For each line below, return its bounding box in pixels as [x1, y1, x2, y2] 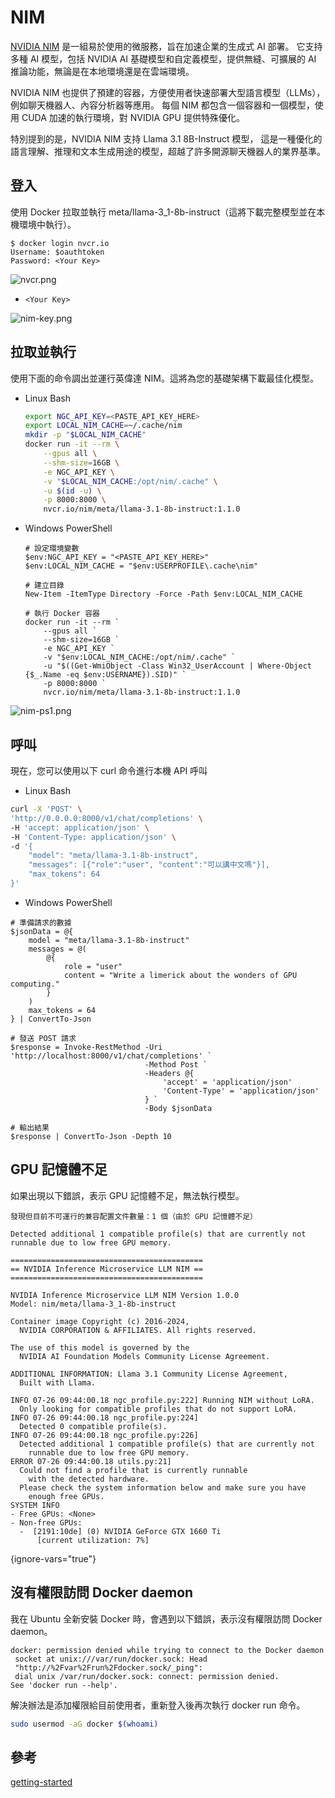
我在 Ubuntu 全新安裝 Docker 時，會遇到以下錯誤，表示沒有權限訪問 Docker [10, 1612, 323, 1625]
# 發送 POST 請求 [10, 1033, 77, 1043]
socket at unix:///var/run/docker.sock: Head [14, 1654, 208, 1664]
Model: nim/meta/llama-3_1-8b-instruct [10, 1299, 177, 1309]
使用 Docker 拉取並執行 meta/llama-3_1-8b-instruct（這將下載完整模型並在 [10, 206, 317, 218]
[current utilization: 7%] [36, 1535, 150, 1545]
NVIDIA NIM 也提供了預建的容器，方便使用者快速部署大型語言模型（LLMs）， [10, 86, 326, 98]
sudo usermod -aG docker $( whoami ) [10, 1719, 159, 1729]
